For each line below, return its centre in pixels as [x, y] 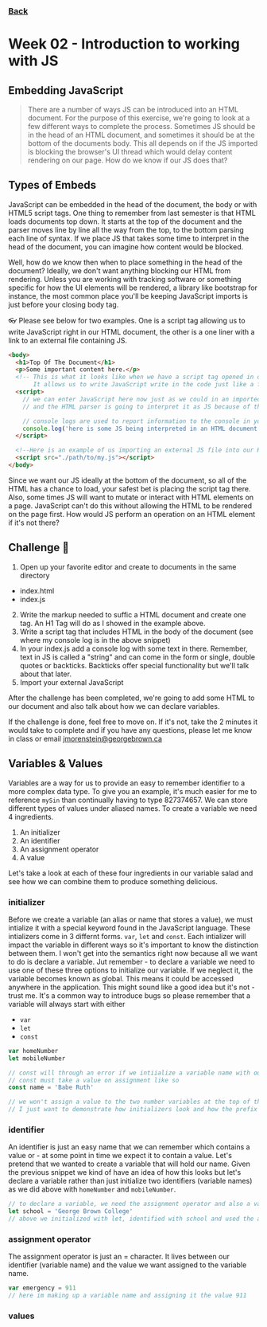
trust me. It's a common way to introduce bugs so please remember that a [130, 995]
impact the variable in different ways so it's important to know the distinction [133, 945]
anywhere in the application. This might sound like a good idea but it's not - [132, 987]
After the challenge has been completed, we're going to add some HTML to [132, 698]
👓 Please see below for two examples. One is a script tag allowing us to [127, 320]
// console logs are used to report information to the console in [136, 421]
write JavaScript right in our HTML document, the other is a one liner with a [132, 331]
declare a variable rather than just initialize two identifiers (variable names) [130, 1181]
